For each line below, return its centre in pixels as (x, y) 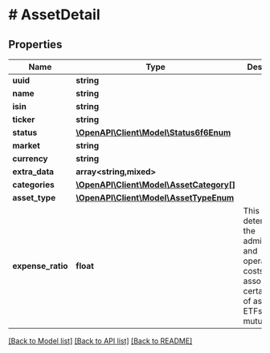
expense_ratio (40, 266)
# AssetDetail (54, 15)
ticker (24, 120)
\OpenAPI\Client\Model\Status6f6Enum (153, 132)
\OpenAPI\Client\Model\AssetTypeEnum (155, 198)
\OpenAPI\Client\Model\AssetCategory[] (155, 185)
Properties (35, 45)
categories (33, 185)
